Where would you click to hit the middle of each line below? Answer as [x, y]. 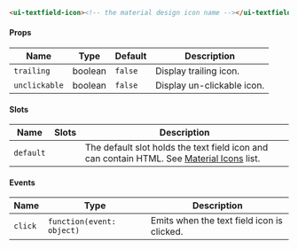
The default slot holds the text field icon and [176, 148]
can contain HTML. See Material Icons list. [173, 159]
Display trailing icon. [197, 71]
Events [22, 183]
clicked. [167, 232]
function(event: [82, 222]
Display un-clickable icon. [209, 86]
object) [63, 231]
